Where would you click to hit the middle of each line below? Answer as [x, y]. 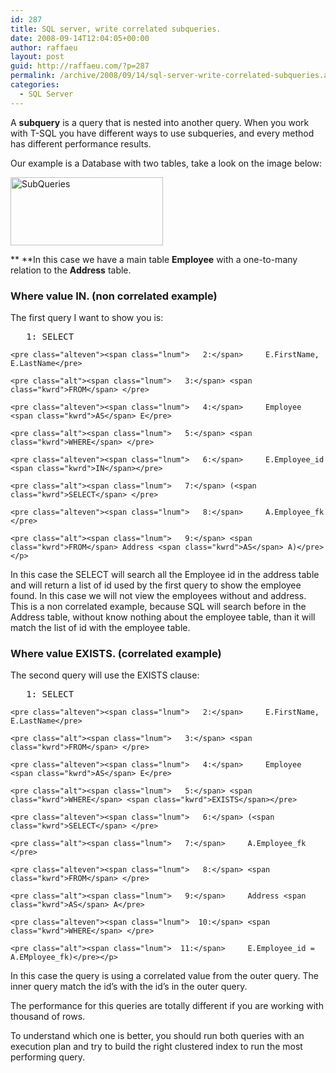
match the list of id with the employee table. [100, 627]
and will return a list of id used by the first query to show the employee [156, 585]
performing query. [48, 1057]
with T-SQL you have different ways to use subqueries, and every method [162, 133]
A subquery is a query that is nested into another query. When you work [160, 122]
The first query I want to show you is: [87, 317]
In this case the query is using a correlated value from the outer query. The [165, 976]
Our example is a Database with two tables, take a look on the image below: [166, 163]
